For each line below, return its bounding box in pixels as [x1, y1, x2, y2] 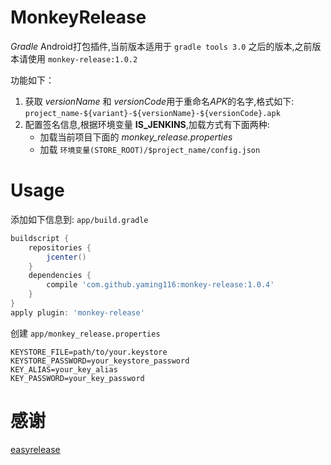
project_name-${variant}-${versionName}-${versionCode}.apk [24, 108, 281, 118]
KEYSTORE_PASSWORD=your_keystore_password [10, 356, 190, 366]
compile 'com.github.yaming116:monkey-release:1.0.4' [46, 280, 275, 290]
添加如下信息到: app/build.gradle [10, 213, 149, 225]
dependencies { [28, 271, 92, 281]
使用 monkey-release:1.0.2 [27, 52, 138, 65]
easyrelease [10, 443, 61, 455]
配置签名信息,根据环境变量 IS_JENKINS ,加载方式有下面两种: [24, 118, 270, 130]
